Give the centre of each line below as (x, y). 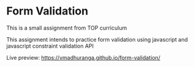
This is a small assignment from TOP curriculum (67, 28)
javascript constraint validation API (50, 46)
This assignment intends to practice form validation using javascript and (97, 39)
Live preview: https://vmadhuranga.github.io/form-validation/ (84, 57)
